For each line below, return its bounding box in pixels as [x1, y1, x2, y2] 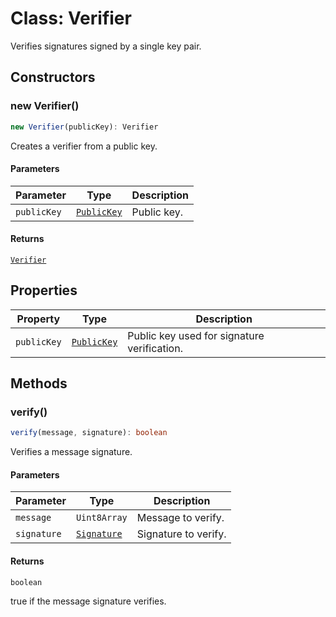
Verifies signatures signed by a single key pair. [10, 40, 202, 52]
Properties [10, 282, 78, 299]
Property [16, 312, 61, 326]
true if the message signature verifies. [10, 595, 167, 607]
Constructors [10, 69, 96, 86]
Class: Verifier [10, 7, 132, 30]
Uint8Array [75, 512, 128, 524]
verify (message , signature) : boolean [10, 428, 168, 438]
